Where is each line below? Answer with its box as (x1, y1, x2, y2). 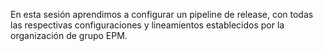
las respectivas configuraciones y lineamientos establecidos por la (10, 19, 285, 31)
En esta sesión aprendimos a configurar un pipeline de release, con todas (10, 9, 314, 20)
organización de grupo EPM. (10, 30, 128, 41)
